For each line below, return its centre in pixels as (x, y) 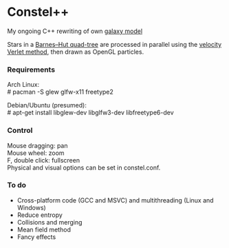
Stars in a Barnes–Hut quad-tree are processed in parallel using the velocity (115, 44)
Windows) (31, 207)
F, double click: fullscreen (44, 160)
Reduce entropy (40, 215)
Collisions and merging (50, 222)
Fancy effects (36, 237)
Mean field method (44, 229)
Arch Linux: (23, 85)
